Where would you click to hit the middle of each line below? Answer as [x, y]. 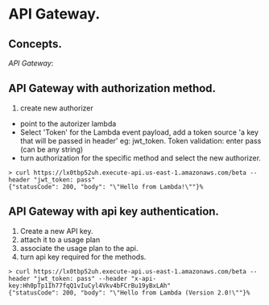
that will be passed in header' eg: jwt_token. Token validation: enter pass [141, 140]
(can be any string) [52, 149]
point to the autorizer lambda [68, 123]
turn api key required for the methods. [83, 257]
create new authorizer [57, 108]
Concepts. [35, 44]
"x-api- [144, 278]
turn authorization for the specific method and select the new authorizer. [141, 157]
